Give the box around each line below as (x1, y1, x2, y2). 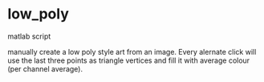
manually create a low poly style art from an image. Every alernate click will (7, 47, 257, 56)
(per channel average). (7, 64, 83, 73)
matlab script (7, 31, 51, 41)
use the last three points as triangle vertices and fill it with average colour (7, 55, 250, 65)
